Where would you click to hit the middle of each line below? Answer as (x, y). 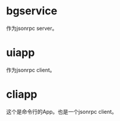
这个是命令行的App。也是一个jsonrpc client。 (62, 111)
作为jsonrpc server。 (32, 28)
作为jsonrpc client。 (31, 70)
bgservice (32, 11)
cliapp (22, 94)
